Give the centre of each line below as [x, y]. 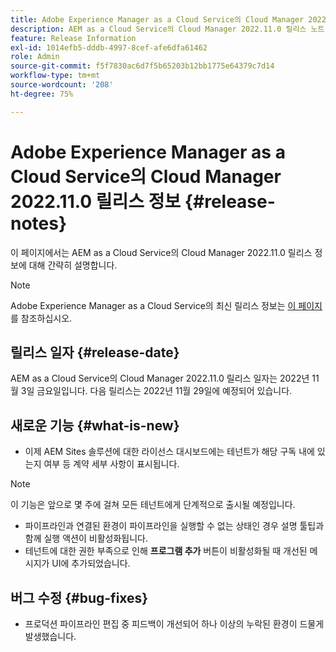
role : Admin [35, 57]
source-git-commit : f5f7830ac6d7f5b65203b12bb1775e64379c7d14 [142, 66]
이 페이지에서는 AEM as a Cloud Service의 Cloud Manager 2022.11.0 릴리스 [161, 252]
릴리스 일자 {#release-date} [95, 352]
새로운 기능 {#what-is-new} [95, 425]
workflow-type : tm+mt [55, 76]
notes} [39, 223]
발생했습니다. [50, 636]
